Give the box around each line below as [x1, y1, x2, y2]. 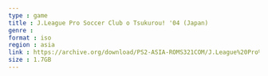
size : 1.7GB [8, 56, 52, 64]
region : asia [8, 41, 56, 49]
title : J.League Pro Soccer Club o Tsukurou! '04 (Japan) [8, 19, 209, 27]
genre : [8, 26, 34, 34]
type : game [8, 11, 48, 20]
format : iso [8, 33, 52, 42]
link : [8, 48, 30, 56]
